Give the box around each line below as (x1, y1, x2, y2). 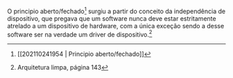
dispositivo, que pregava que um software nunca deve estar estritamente (7, 14, 216, 23)
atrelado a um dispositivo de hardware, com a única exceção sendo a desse (7, 21, 225, 30)
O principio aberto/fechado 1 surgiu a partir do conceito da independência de (7, 6, 226, 15)
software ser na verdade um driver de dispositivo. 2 (7, 29, 153, 39)
